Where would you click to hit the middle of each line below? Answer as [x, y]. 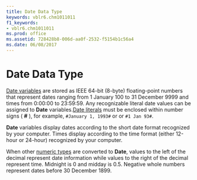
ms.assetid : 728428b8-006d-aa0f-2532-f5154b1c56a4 [70, 39]
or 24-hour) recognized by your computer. [71, 140]
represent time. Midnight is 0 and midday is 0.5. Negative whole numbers [96, 164]
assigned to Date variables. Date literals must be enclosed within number [95, 109]
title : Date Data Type [34, 12]
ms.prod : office [26, 34]
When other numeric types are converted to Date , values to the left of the [96, 151]
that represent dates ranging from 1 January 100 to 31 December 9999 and [97, 97]
